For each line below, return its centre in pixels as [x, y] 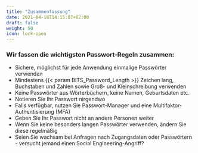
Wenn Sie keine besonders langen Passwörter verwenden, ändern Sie [100, 124]
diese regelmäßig [36, 131]
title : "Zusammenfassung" [38, 12]
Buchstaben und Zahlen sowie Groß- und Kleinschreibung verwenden [100, 86]
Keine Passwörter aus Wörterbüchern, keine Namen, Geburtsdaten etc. [102, 93]
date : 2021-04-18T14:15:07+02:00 [48, 17]
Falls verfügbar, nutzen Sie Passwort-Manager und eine [83, 105]
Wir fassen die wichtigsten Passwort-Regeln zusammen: [90, 55]
